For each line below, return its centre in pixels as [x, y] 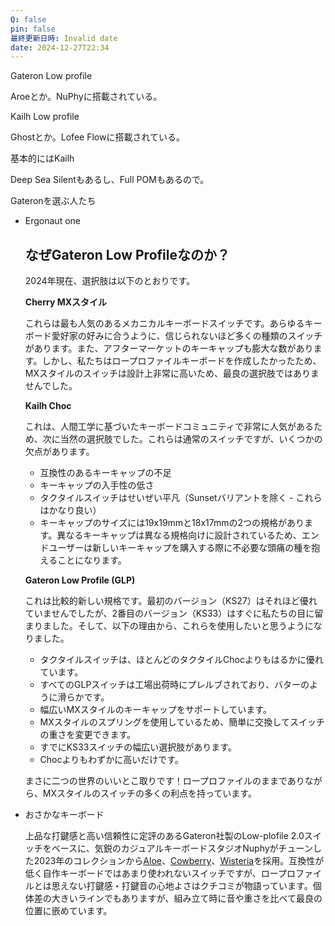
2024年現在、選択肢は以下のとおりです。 [110, 281]
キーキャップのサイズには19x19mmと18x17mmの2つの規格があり [172, 523]
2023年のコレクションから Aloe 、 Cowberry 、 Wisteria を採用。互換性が [179, 861]
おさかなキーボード [64, 815]
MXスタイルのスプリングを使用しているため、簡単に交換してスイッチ [182, 722]
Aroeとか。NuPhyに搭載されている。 [86, 97]
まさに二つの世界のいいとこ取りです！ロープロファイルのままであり [164, 781]
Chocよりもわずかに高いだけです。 [111, 760]
